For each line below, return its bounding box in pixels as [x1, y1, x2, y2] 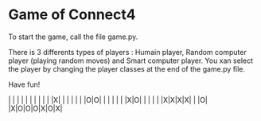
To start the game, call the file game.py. [8, 32, 138, 41]
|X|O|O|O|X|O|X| [8, 103, 63, 113]
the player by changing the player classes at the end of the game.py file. [8, 64, 245, 73]
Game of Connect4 [8, 6, 136, 24]
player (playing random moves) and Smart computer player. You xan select [8, 56, 253, 65]
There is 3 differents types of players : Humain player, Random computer [8, 47, 247, 57]
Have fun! [8, 80, 41, 89]
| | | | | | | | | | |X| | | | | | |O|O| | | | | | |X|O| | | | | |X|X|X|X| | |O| [8, 95, 208, 104]
